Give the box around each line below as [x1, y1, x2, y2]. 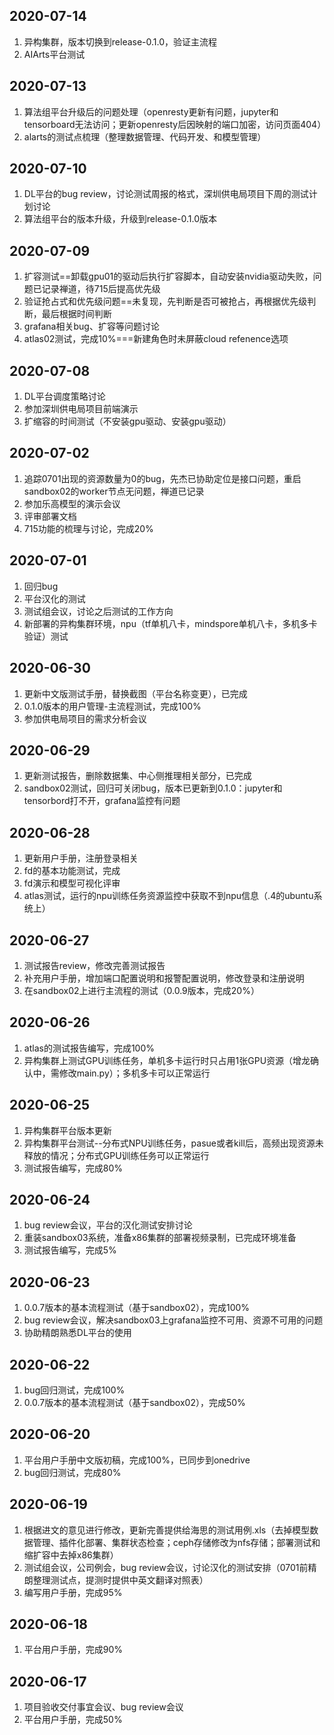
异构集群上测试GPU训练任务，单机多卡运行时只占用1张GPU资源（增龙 [23, 1054, 311, 1066]
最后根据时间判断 [41, 308, 112, 320]
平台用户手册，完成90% [23, 1644, 124, 1656]
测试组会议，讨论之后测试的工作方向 [23, 605, 174, 617]
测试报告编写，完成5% [23, 1244, 117, 1256]
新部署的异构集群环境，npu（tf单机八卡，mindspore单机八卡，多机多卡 [23, 617, 318, 629]
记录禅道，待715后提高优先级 [41, 283, 161, 295]
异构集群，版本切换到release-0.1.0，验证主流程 [23, 35, 218, 48]
